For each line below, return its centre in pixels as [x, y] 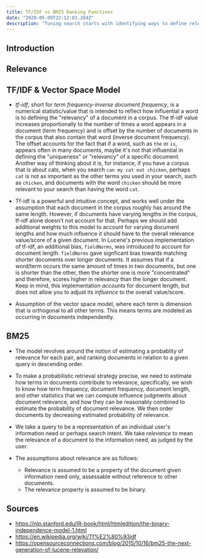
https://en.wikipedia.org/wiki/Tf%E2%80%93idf [76, 536]
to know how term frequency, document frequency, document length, [103, 389]
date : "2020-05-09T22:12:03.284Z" [50, 18]
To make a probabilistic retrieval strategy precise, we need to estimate [103, 376]
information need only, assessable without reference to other [101, 476]
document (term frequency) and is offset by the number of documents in [106, 130]
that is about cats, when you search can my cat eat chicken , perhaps [103, 170]
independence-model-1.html [51, 530]
